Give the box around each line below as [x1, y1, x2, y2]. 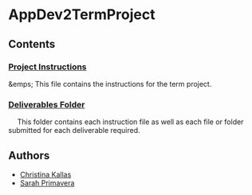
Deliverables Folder [8, 99, 85, 110]
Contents [8, 37, 56, 51]
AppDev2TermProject [8, 6, 156, 24]
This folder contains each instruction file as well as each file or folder [17, 117, 244, 127]
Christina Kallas [19, 170, 72, 179]
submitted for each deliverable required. [8, 126, 141, 135]
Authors [8, 149, 50, 162]
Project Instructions [8, 61, 87, 72]
